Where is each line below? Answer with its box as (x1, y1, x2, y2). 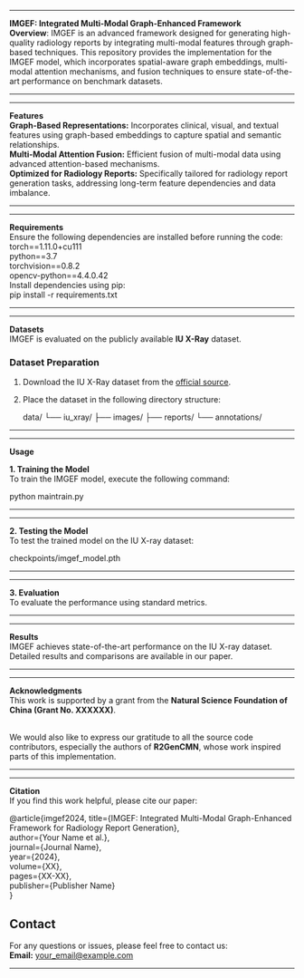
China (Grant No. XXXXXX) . (9, 704, 116, 716)
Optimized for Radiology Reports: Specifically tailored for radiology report (9, 169, 288, 179)
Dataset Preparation (9, 355, 100, 368)
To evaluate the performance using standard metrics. (9, 597, 208, 608)
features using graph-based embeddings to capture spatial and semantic (9, 130, 282, 140)
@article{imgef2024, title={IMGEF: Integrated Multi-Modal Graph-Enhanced (9, 813, 292, 824)
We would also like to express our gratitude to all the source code (9, 731, 253, 743)
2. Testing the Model (9, 526, 89, 537)
